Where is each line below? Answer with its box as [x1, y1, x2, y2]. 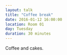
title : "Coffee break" [5, 12, 53, 17]
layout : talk [5, 7, 33, 13]
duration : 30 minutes [5, 31, 51, 36]
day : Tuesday [5, 26, 33, 32]
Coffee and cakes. [5, 45, 44, 51]
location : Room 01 [5, 21, 44, 27]
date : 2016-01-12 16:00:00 [5, 17, 62, 22]
